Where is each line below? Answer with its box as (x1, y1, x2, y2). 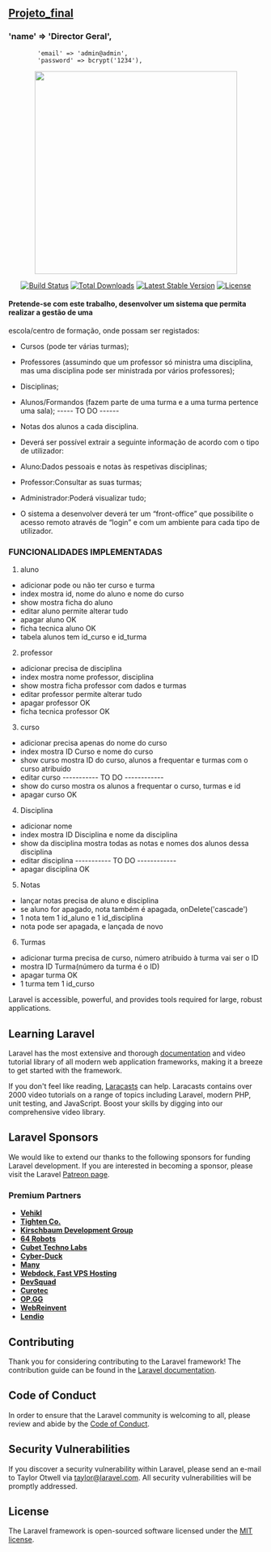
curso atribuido (19, 764, 71, 774)
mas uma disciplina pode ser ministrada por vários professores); (19, 365, 235, 376)
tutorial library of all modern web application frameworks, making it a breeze (8, 1057, 263, 1066)
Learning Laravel (8, 1026, 95, 1041)
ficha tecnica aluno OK (19, 624, 96, 634)
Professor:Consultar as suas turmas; (19, 477, 142, 487)
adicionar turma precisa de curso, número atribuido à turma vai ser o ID (19, 953, 259, 963)
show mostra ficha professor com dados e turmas (19, 681, 187, 690)
